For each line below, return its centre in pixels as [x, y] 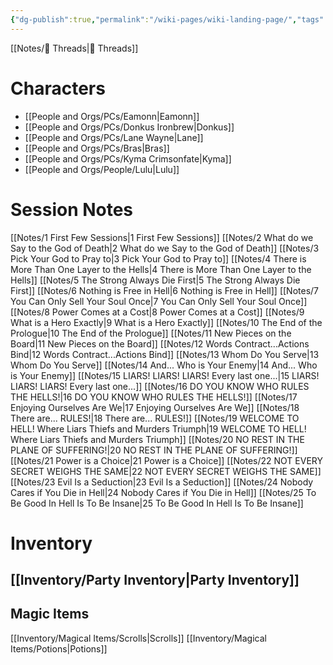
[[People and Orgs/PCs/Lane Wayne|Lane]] [114, 137]
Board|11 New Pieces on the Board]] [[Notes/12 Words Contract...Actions [160, 343]
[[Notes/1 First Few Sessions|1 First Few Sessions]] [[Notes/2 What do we [162, 237]
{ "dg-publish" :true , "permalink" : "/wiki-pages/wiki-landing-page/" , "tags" [167, 19]
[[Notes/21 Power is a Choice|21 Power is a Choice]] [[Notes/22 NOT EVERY [166, 460]
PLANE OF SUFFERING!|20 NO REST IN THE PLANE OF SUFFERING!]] [154, 450]
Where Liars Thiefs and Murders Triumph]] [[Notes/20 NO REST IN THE [157, 439]
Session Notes [72, 209]
